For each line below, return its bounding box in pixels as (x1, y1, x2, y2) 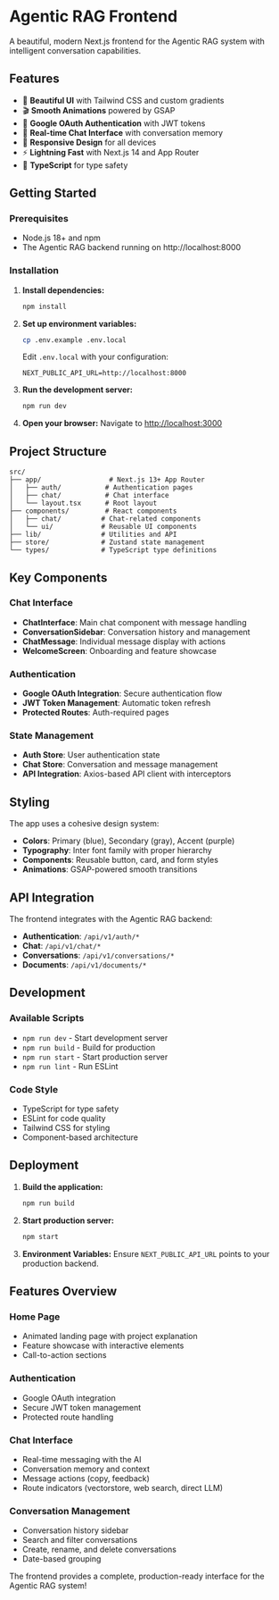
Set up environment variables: (21, 318, 137, 329)
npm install (21, 302, 67, 311)
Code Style (9, 1083, 59, 1095)
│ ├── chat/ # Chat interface (9, 491, 169, 500)
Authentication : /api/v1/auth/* (21, 931, 140, 942)
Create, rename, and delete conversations (21, 1544, 176, 1555)
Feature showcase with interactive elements (21, 1340, 185, 1351)
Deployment (9, 1158, 79, 1173)
